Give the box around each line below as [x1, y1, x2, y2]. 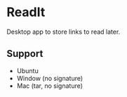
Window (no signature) [16, 74, 83, 82]
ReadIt [6, 4, 46, 20]
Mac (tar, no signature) [16, 82, 83, 90]
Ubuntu [16, 66, 39, 75]
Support [6, 48, 44, 60]
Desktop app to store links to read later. [6, 27, 121, 36]
